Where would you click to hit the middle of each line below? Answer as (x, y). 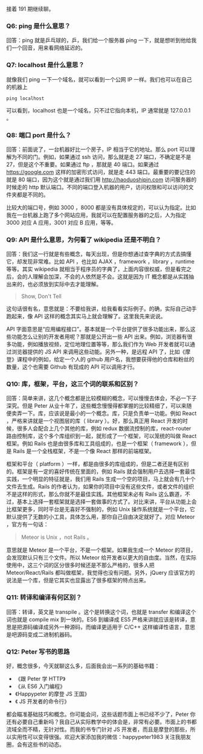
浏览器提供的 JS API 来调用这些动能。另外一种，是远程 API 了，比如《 (98, 352)
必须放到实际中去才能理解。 (67, 284)
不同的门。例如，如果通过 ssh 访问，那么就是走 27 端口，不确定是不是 (104, 156)
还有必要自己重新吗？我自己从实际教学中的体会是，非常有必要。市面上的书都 (101, 722)
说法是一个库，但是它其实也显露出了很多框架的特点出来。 (78, 580)
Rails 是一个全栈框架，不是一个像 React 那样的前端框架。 (84, 451)
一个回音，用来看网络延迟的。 (48, 48)
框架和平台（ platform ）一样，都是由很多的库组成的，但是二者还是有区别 (98, 464)
